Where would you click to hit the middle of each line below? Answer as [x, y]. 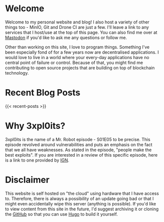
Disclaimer [27, 180]
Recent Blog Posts [43, 93]
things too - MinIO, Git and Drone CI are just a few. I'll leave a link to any [77, 27]
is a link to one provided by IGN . [37, 160]
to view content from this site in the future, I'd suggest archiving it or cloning [82, 209]
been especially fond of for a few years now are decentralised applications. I [82, 52]
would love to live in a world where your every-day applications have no [77, 57]
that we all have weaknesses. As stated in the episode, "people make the [79, 150]
